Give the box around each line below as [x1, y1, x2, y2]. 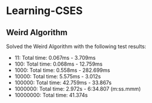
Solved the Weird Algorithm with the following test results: [6, 43, 147, 50]
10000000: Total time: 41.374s [14, 92, 88, 98]
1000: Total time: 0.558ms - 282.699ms [14, 67, 110, 74]
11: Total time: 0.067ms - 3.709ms [14, 54, 96, 61]
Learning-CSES [6, 4, 83, 18]
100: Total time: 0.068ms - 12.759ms [14, 60, 103, 67]
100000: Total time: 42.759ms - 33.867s [14, 79, 112, 86]
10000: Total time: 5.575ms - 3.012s [14, 73, 101, 80]
